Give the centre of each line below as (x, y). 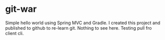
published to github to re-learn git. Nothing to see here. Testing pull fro (78, 28)
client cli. (15, 33)
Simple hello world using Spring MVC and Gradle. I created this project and (83, 23)
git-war (21, 9)
